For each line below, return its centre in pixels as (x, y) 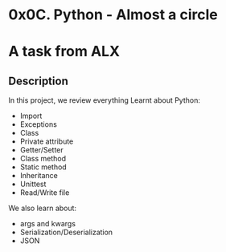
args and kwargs (48, 224)
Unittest (33, 184)
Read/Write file (45, 193)
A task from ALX (64, 52)
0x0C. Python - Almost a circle (113, 15)
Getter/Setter (42, 150)
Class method (43, 159)
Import (31, 116)
